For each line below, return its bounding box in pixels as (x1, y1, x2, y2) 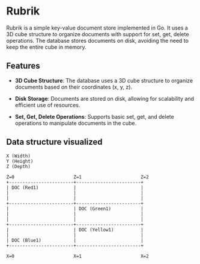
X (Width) (6, 152, 31, 159)
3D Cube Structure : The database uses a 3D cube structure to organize (14, 77, 193, 84)
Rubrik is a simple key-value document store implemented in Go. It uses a (6, 24, 188, 31)
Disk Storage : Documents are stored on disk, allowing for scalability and (14, 95, 194, 102)
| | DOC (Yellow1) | (6, 227, 144, 233)
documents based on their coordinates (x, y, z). (14, 83, 133, 90)
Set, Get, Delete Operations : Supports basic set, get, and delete (14, 113, 174, 120)
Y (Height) (6, 158, 34, 164)
